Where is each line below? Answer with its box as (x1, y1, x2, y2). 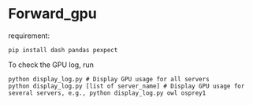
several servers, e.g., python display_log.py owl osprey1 (8, 88, 206, 97)
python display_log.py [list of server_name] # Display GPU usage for (8, 82, 245, 90)
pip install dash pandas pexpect (8, 46, 118, 54)
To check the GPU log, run (8, 60, 95, 69)
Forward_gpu (8, 5, 97, 23)
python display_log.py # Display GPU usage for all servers (8, 75, 210, 83)
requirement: (8, 31, 50, 40)
